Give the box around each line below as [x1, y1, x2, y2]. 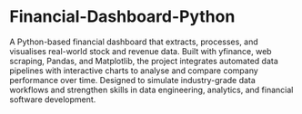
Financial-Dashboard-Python [9, 6, 236, 27]
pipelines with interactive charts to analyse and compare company [9, 65, 259, 76]
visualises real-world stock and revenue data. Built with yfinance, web [9, 45, 272, 56]
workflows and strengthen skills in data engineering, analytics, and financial [9, 84, 294, 95]
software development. [9, 93, 96, 105]
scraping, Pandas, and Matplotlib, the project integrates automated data [9, 55, 279, 66]
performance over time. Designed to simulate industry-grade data [9, 74, 257, 85]
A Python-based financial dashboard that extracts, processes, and [9, 36, 259, 47]
